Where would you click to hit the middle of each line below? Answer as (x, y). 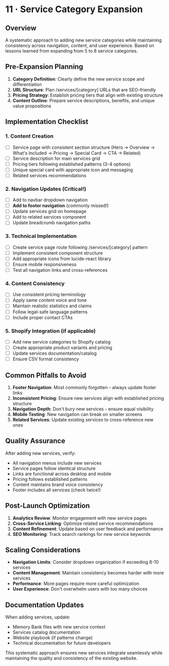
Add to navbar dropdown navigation (50, 200)
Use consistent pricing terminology (49, 295)
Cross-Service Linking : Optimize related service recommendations (83, 523)
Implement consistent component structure (57, 253)
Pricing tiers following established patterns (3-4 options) (72, 164)
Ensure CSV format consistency (46, 359)
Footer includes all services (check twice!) (57, 490)
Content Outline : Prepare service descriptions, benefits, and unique (84, 100)
